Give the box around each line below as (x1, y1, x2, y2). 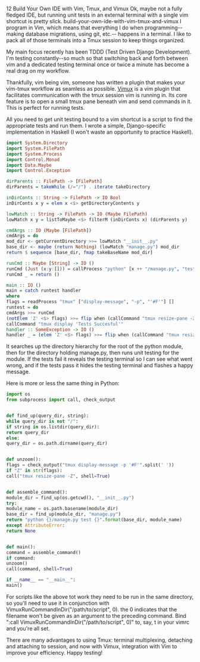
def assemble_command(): (6, 489, 68, 495)
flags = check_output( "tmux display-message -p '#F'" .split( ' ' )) (6, 462, 174, 468)
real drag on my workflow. (6, 67, 70, 74)
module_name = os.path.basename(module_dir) (6, 506, 118, 512)
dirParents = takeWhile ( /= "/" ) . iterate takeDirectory (6, 184, 151, 190)
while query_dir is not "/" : (6, 418, 79, 424)
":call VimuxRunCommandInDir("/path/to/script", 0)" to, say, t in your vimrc (6, 618, 190, 626)
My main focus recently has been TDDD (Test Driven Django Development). (6, 48, 192, 55)
